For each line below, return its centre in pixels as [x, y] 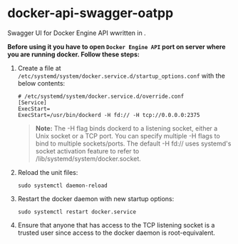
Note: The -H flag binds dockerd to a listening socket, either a [126, 128]
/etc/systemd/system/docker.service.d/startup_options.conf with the [121, 76]
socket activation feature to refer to [87, 151]
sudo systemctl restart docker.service [77, 212]
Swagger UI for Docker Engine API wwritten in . [77, 33]
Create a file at [40, 68]
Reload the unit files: [48, 172]
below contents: [41, 83]
